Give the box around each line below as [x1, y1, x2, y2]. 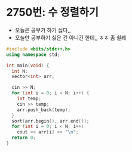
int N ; [11, 68, 28, 74]
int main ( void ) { [6, 62, 50, 68]
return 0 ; [11, 135, 36, 141]
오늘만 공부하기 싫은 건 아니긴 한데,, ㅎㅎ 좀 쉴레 [14, 34, 127, 41]
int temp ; [17, 96, 42, 102]
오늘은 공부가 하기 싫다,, [14, 26, 71, 34]
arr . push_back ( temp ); [17, 106, 70, 113]
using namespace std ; [6, 52, 60, 58]
